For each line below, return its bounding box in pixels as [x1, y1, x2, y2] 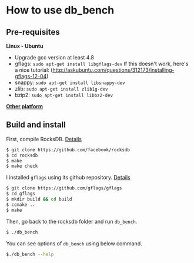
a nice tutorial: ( [14, 66, 53, 74]
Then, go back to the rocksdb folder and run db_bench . [6, 218, 138, 225]
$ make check [6, 163, 38, 169]
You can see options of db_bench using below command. [6, 239, 142, 247]
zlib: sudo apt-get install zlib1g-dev [14, 85, 108, 92]
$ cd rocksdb [6, 152, 38, 158]
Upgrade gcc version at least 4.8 [14, 54, 94, 61]
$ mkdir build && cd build [6, 197, 72, 202]
